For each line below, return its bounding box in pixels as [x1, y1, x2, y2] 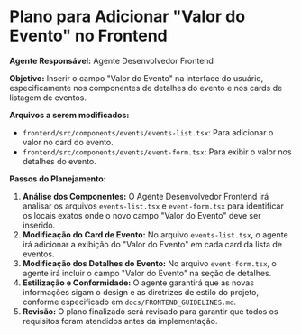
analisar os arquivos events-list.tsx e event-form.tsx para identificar [22, 200, 284, 211]
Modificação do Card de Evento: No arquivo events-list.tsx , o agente [22, 228, 288, 240]
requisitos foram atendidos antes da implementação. [22, 315, 218, 326]
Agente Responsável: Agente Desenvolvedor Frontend [9, 55, 214, 66]
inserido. [22, 219, 56, 230]
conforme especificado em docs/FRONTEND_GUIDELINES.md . [22, 296, 237, 307]
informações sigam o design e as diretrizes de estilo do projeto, [22, 286, 260, 297]
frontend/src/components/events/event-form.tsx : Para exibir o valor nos [22, 146, 292, 157]
